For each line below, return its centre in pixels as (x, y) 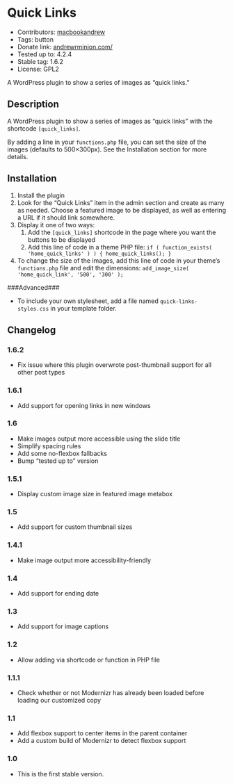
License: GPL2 (38, 69)
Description (33, 105)
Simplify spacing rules (49, 446)
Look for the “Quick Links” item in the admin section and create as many (121, 202)
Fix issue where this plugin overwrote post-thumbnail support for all (114, 365)
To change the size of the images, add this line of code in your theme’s (119, 260)
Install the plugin (41, 195)
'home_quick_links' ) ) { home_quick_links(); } (99, 254)
